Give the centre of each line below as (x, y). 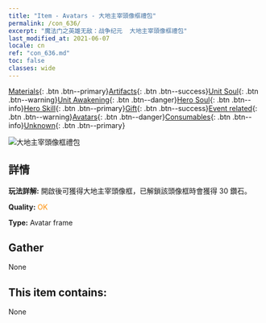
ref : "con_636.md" (39, 53)
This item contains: (58, 292)
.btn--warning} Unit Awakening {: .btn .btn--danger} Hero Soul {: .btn (119, 99)
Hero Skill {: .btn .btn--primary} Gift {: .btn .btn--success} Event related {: (141, 108)
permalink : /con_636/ (45, 23)
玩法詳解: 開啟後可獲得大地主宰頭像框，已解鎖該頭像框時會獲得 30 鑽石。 (130, 191)
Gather (26, 248)
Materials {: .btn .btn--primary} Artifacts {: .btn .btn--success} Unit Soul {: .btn (134, 91)
